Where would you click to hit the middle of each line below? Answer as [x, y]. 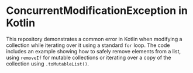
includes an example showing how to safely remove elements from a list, [94, 51]
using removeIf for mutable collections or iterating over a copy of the [89, 57]
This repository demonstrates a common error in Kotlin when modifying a [94, 39]
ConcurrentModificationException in [97, 11]
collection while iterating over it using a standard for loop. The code [88, 45]
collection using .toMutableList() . [48, 63]
